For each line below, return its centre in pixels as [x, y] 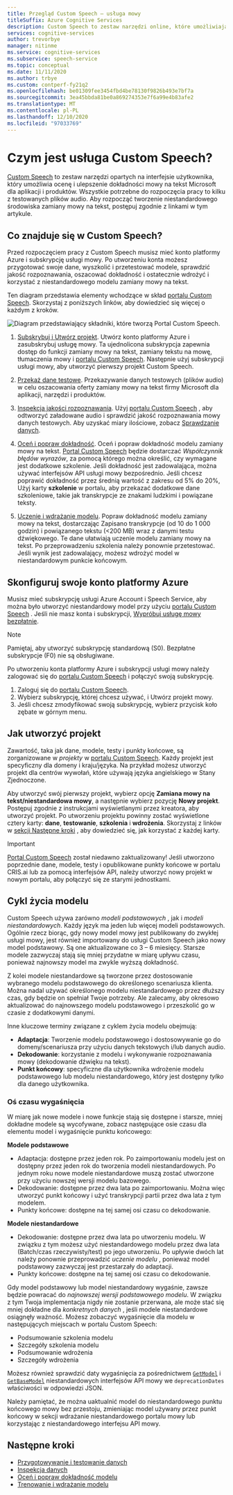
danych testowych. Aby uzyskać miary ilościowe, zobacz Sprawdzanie [118, 423]
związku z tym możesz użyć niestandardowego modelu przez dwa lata [118, 1244]
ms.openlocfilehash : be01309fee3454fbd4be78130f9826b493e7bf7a [101, 91]
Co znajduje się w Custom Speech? [85, 236]
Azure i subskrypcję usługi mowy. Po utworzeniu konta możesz [97, 260]
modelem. [32, 1203]
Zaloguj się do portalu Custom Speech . [73, 690]
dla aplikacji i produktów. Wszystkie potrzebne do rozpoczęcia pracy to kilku [116, 192]
